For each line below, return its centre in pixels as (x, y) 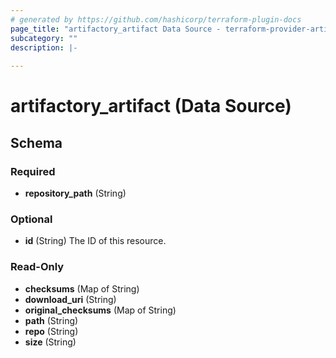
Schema (36, 142)
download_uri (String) (70, 299)
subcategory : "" (44, 38)
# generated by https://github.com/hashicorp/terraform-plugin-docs (156, 19)
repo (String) (51, 331)
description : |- (44, 47)
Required (33, 171)
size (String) (50, 342)
